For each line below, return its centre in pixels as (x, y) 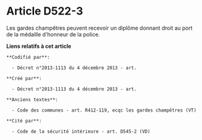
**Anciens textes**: (32, 99)
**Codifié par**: (28, 57)
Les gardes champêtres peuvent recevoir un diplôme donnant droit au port (99, 28)
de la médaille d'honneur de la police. (53, 34)
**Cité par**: (24, 121)
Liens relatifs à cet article (39, 46)
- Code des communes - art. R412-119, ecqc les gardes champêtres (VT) (104, 110)
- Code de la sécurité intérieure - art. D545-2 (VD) (81, 132)
